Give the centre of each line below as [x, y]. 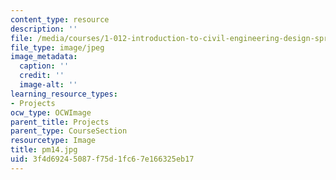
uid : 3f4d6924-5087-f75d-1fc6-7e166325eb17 [102, 159]
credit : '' [42, 76]
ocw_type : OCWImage [51, 112]
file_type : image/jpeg [57, 47]
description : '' [44, 29]
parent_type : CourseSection [69, 131]
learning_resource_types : [64, 94]
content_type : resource [60, 19]
